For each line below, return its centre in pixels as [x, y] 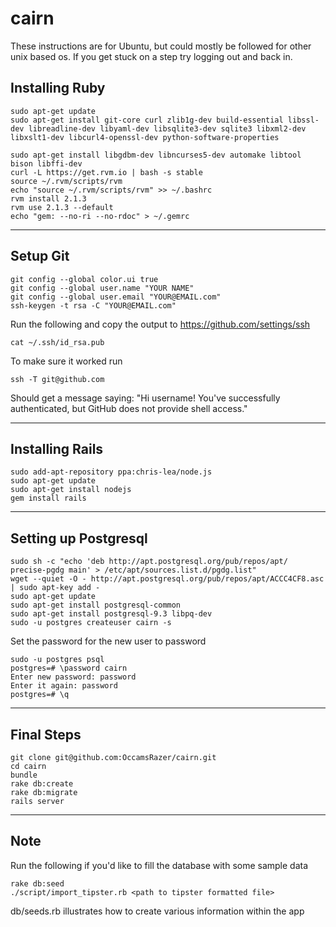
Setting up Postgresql [79, 538]
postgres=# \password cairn [69, 668]
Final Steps [46, 734]
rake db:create [42, 784]
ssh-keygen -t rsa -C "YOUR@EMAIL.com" [93, 305]
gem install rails [48, 498]
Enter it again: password [64, 686]
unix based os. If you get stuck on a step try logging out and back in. [151, 56]
